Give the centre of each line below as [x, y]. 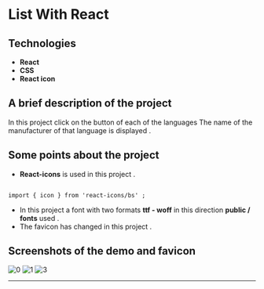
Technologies [42, 43]
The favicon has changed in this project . [86, 226]
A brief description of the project [90, 103]
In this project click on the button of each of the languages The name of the [130, 122]
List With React [59, 14]
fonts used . [39, 218]
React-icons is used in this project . [77, 174]
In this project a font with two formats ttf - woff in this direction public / [135, 210]
